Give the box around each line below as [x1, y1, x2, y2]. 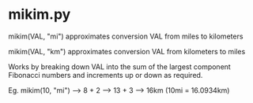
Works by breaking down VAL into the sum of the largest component [8, 61, 231, 72]
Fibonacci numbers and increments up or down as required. [8, 70, 203, 79]
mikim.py [8, 6, 71, 24]
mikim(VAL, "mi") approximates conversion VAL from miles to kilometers [8, 31, 244, 41]
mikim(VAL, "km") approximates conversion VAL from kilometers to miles [8, 46, 246, 56]
